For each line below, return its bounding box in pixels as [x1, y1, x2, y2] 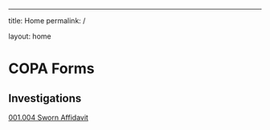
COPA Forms [8, 59, 95, 78]
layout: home [8, 31, 51, 41]
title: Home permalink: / [8, 16, 86, 25]
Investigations [8, 91, 82, 105]
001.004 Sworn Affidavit [8, 113, 88, 122]
